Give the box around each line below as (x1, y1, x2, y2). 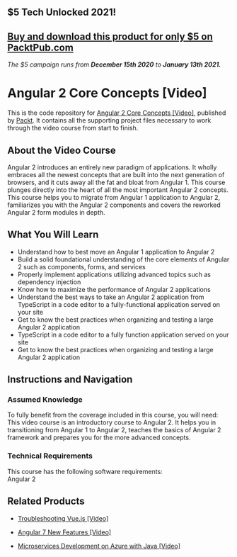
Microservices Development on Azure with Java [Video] (17, 541, 181, 550)
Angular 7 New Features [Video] (17, 528, 112, 536)
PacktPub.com (7, 41, 74, 53)
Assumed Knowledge (7, 395, 83, 405)
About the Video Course (7, 144, 117, 156)
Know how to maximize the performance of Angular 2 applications (17, 285, 211, 293)
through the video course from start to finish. (7, 124, 139, 133)
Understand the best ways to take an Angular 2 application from (17, 293, 204, 301)
